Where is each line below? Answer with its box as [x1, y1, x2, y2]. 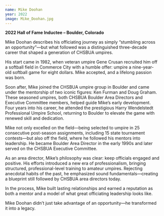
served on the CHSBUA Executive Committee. [5, 145, 98, 152]
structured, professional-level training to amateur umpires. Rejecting [5, 166, 143, 171]
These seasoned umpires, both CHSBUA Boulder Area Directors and [5, 95, 143, 100]
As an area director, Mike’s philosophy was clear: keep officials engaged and [5, 155, 160, 161]
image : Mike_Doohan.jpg [5, 16, 54, 21]
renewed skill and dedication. [5, 116, 65, 121]
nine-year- [132, 64, 154, 70]
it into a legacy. [5, 205, 36, 211]
